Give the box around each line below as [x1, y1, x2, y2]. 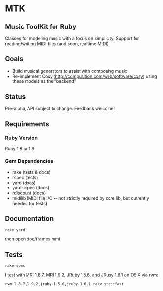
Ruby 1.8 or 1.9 [5, 146, 35, 152]
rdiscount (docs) [12, 190, 46, 196]
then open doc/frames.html [5, 236, 60, 242]
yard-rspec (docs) [12, 185, 50, 190]
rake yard [5, 228, 26, 233]
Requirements [5, 120, 49, 128]
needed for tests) [12, 200, 48, 206]
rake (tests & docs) [12, 169, 51, 175]
